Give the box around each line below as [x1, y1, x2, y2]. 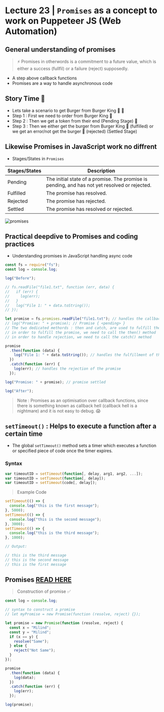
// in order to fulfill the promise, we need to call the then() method [5, 330, 156, 335]
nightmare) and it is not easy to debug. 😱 [17, 407, 101, 414]
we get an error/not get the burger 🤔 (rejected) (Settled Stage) [12, 128, 138, 134]
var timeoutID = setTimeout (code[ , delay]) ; [5, 481, 97, 485]
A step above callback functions [12, 75, 77, 81]
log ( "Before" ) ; [5, 276, 36, 281]
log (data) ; [14, 675, 36, 680]
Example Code [17, 489, 47, 495]
